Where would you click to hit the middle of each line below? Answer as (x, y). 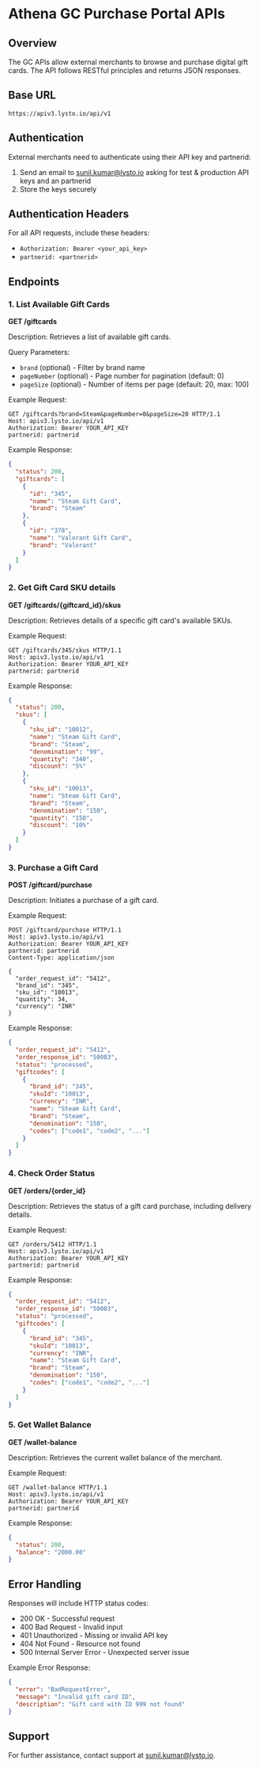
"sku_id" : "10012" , (61, 730)
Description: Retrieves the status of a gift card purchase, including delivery (130, 1206)
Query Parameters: (39, 352)
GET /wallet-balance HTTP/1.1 (58, 1487)
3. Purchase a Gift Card (53, 867)
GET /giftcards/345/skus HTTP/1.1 (65, 650)
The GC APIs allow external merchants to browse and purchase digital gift (128, 62)
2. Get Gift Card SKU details (62, 588)
